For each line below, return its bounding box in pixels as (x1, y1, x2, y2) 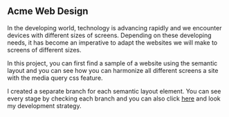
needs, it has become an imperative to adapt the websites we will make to (7, 38, 218, 47)
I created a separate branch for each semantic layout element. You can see (7, 87, 221, 95)
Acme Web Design (7, 6, 89, 17)
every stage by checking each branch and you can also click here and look (7, 94, 221, 103)
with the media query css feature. (7, 74, 103, 82)
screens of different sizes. (7, 45, 82, 54)
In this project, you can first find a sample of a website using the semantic (7, 58, 218, 67)
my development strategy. (7, 101, 82, 109)
